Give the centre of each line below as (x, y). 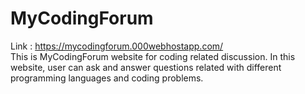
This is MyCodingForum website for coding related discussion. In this (153, 56)
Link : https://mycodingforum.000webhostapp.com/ (117, 46)
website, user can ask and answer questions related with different (146, 67)
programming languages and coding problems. (107, 78)
